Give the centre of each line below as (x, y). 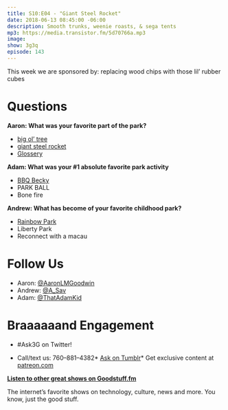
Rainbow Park (37, 222)
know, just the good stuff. (43, 399)
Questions (37, 107)
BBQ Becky (33, 180)
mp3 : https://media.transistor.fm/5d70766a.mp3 (77, 33)
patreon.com (35, 365)
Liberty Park (34, 228)
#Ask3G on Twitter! (44, 344)
